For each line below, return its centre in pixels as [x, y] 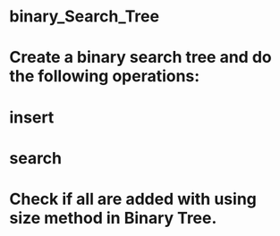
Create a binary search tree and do [140, 58]
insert [32, 117]
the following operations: [105, 76]
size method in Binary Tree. [113, 218]
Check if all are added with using [133, 199]
